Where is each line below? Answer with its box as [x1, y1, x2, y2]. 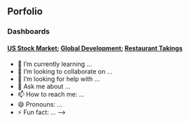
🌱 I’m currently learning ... [17, 60, 93, 68]
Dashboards [7, 27, 50, 36]
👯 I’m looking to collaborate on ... [17, 67, 113, 76]
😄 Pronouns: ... [17, 100, 63, 108]
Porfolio [7, 6, 43, 18]
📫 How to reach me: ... [17, 90, 85, 98]
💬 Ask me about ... [17, 82, 71, 90]
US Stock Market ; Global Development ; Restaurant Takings [7, 43, 183, 52]
